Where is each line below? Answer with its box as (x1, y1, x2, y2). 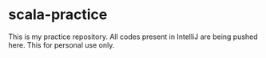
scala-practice (8, 6, 108, 24)
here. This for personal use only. (8, 40, 115, 49)
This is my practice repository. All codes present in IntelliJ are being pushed (8, 32, 258, 41)
